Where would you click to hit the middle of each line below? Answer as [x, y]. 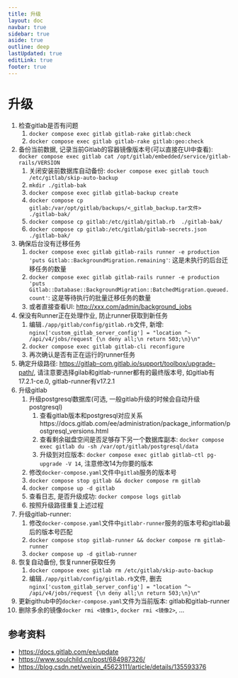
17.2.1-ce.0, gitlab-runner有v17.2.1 [67, 381]
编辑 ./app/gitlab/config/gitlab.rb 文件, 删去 [95, 578]
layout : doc [25, 21]
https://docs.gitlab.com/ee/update [68, 652]
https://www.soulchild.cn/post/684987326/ [82, 660]
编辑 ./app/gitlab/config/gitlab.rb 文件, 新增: [96, 324]
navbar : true [27, 27]
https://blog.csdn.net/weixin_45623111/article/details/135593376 [112, 667]
